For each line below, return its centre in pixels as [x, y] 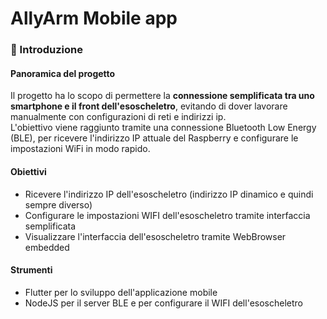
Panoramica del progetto [63, 73]
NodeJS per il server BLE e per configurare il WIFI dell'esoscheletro [163, 303]
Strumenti [31, 270]
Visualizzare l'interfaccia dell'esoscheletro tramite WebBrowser [155, 236]
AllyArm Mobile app [94, 18]
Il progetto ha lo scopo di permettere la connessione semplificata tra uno [162, 96]
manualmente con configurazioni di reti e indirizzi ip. [118, 117]
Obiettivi [28, 171]
